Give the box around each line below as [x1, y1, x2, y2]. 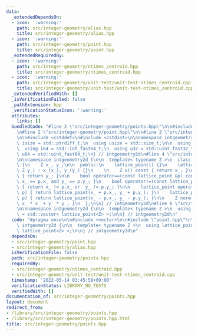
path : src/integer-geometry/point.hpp [16, 42, 112, 48]
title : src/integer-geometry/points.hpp [6, 321, 107, 327]
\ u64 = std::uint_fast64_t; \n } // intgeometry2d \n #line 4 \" [16, 151, 173, 157]
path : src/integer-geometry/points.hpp [11, 255, 110, 261]
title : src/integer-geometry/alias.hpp [16, 31, 115, 37]
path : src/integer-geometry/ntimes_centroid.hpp [16, 63, 138, 70]
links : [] [16, 118, 41, 124]
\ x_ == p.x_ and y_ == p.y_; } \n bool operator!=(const [16, 179, 167, 185]
